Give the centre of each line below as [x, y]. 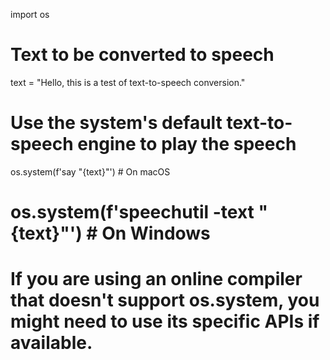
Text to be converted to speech [142, 55]
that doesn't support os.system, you [165, 300]
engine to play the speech [187, 144]
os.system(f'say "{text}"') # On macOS [90, 171]
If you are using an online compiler [156, 279]
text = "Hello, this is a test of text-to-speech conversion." [128, 82]
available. [51, 343]
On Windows [156, 233]
